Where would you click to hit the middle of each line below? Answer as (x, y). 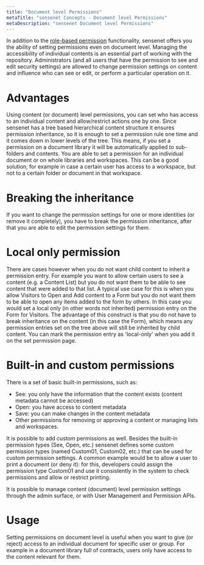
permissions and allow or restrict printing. (58, 478)
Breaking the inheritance (70, 198)
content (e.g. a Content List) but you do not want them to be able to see (96, 282)
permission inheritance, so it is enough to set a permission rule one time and (102, 134)
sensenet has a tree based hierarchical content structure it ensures (90, 128)
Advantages (38, 98)
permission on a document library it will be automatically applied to (90, 147)
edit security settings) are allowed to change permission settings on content (102, 67)
